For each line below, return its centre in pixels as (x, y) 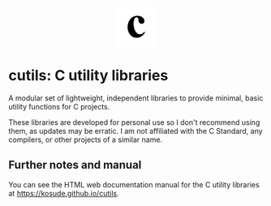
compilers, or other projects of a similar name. (86, 139)
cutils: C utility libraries (88, 76)
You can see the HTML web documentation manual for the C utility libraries (134, 184)
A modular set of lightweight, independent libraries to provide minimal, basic (136, 98)
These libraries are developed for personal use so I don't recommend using (134, 122)
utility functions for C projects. (59, 106)
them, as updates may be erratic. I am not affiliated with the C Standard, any (135, 131)
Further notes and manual (75, 165)
